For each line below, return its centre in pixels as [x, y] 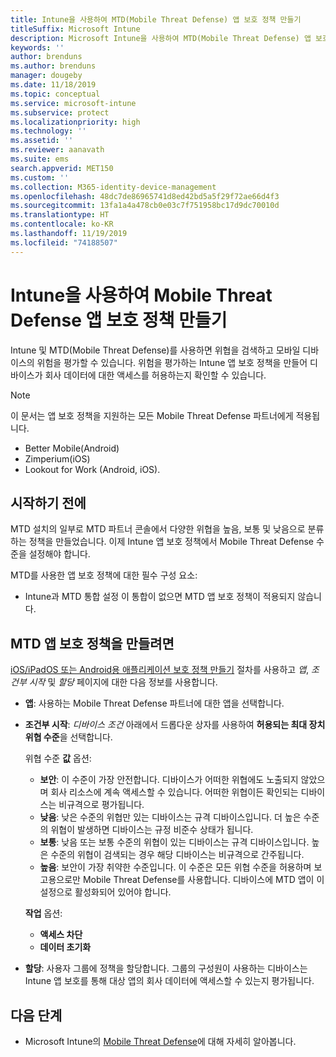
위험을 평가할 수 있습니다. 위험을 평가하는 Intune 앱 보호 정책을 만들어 [172, 362]
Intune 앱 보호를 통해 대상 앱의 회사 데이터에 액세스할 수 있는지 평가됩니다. [169, 981]
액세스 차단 [61, 935]
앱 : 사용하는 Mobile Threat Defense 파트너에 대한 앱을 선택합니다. [154, 703]
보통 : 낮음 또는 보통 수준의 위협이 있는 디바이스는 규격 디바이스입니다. [174, 842]
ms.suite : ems [40, 159]
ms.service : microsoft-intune [73, 103]
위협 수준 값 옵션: [58, 758]
